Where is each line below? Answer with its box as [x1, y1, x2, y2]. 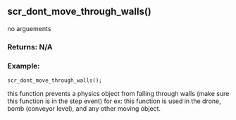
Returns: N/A [7, 42, 53, 52]
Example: [7, 61, 40, 71]
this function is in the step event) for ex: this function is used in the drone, [7, 97, 222, 105]
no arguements [7, 24, 51, 32]
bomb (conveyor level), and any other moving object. [7, 104, 161, 113]
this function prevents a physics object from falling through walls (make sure [7, 90, 230, 98]
